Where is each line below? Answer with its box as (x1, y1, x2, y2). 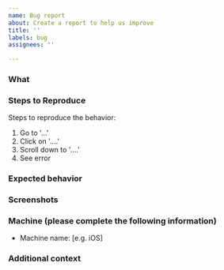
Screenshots (8, 194, 59, 205)
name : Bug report (8, 11, 66, 20)
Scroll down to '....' (19, 145, 81, 155)
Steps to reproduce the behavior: (8, 113, 116, 122)
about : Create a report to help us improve (8, 19, 154, 27)
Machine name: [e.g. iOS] (19, 234, 103, 243)
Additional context (8, 253, 82, 264)
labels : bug (8, 33, 47, 42)
